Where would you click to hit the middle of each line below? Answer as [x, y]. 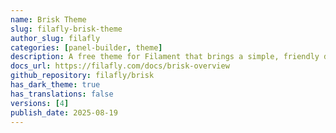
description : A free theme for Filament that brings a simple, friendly [165, 57]
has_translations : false [62, 94]
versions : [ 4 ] [40, 103]
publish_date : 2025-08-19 [64, 112]
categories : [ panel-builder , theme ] [86, 47]
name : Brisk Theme [48, 19]
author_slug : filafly [55, 38]
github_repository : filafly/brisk [82, 76]
